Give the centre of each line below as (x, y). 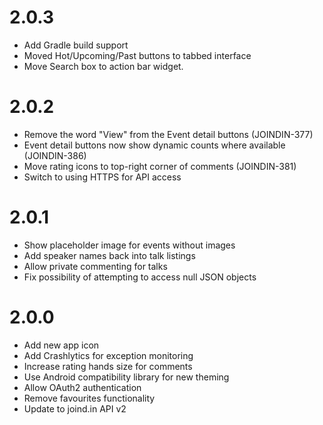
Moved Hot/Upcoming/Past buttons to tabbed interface (137, 55)
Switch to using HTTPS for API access (102, 177)
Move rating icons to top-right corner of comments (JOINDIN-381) (160, 166)
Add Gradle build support (76, 45)
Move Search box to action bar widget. (103, 66)
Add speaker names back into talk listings (109, 255)
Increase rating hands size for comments (108, 366)
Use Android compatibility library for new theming (126, 377)
